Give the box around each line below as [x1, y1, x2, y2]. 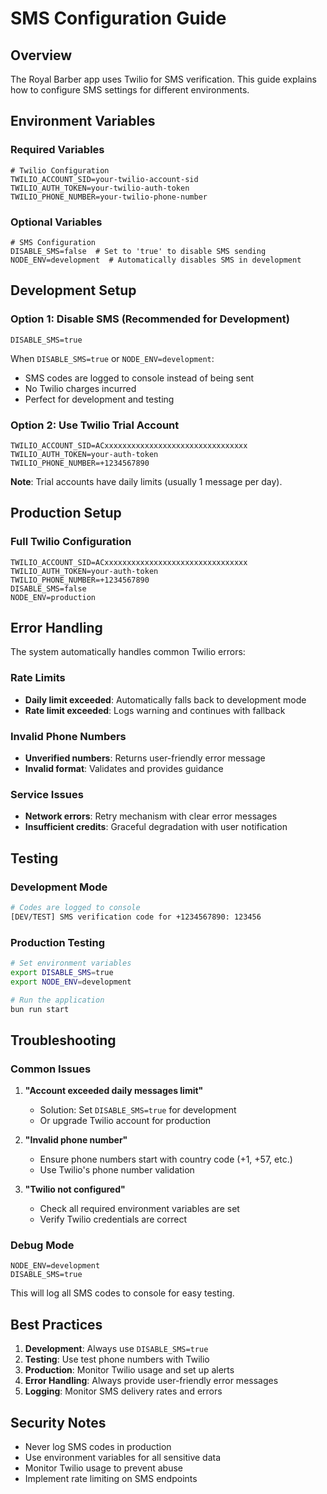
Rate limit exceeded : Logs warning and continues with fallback [24, 704, 286, 716]
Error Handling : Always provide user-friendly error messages [24, 1375, 279, 1387]
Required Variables [10, 143, 105, 157]
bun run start [10, 1004, 70, 1014]
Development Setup [10, 282, 137, 299]
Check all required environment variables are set [39, 1203, 240, 1215]
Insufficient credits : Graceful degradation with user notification [24, 821, 288, 833]
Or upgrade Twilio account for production [39, 1115, 212, 1127]
